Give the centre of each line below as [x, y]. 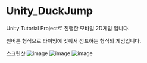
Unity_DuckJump [50, 11]
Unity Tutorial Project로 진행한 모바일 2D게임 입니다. [68, 28]
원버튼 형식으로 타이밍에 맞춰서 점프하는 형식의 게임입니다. [74, 40]
